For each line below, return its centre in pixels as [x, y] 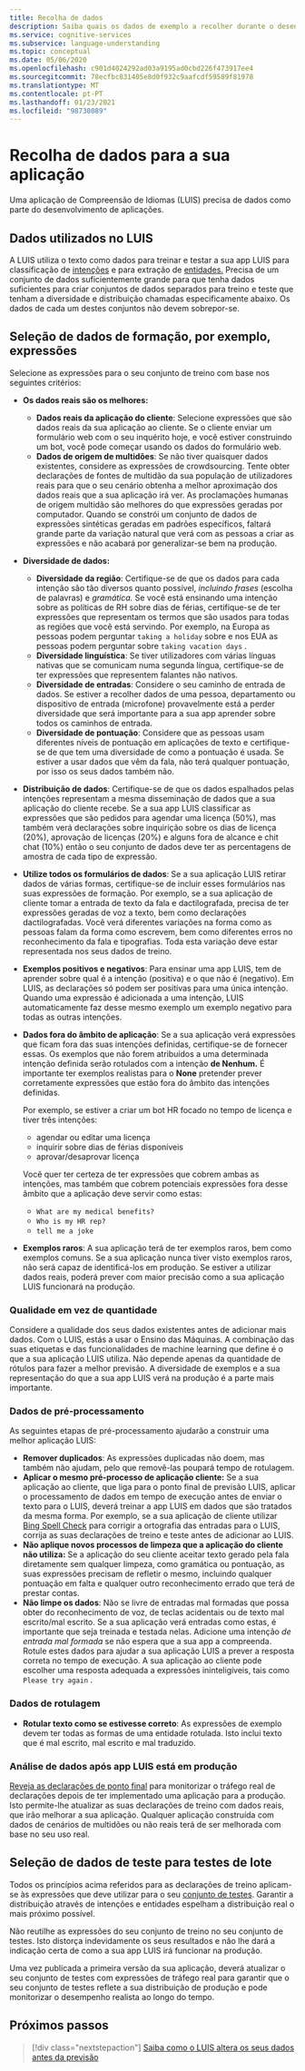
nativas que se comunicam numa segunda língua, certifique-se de [160, 665]
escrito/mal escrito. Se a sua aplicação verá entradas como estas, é [149, 1622]
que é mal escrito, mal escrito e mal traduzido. [109, 1742]
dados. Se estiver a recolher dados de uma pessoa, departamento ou [166, 694]
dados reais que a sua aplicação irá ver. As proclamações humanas [162, 495]
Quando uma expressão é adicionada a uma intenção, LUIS [133, 997]
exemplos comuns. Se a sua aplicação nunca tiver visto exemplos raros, [157, 1257]
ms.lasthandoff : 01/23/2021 [63, 102]
